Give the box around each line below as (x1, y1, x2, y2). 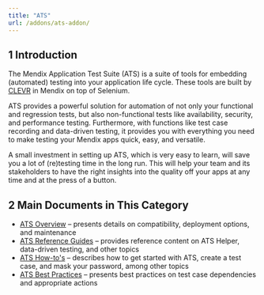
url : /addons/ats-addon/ (8, 19, 90, 27)
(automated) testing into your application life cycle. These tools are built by (8, 78, 252, 87)
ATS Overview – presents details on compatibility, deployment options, (19, 219, 250, 229)
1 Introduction (8, 48, 77, 62)
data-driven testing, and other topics (19, 244, 140, 254)
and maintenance (19, 228, 77, 237)
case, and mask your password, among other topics (19, 262, 190, 271)
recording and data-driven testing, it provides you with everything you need (8, 127, 255, 136)
